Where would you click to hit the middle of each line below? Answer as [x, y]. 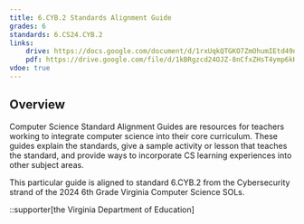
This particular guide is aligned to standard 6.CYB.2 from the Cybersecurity [150, 182]
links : [22, 43]
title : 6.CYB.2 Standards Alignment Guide [90, 18]
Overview [38, 105]
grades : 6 [28, 26]
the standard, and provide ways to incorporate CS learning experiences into [151, 155]
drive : [38, 51]
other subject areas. [47, 164]
